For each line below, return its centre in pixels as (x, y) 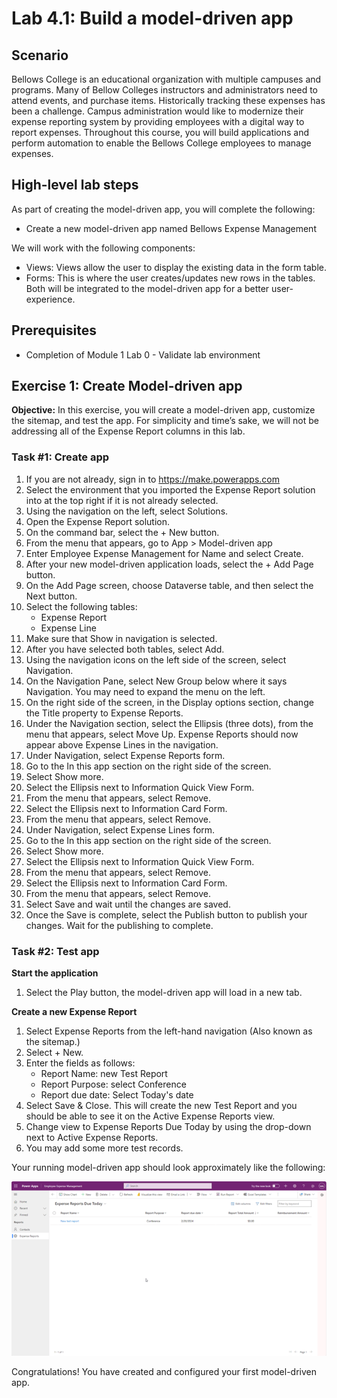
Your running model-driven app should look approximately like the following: (168, 1168)
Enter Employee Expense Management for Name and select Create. (164, 553)
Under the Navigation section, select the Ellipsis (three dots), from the (169, 723)
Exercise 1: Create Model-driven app (127, 386)
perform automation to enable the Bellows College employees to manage (161, 143)
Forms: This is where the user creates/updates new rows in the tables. (170, 278)
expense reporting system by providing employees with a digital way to (158, 121)
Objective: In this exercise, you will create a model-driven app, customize (163, 410)
